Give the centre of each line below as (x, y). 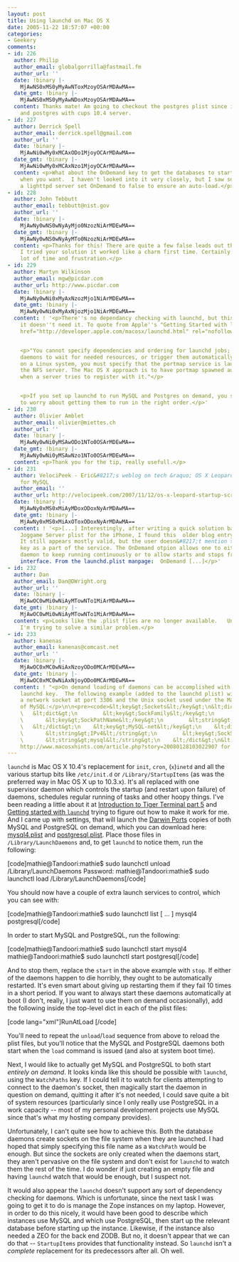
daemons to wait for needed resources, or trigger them (105, 357)
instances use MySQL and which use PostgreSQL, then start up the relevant (118, 1221)
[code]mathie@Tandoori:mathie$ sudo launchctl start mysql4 (97, 949)
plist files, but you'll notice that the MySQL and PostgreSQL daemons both (116, 1044)
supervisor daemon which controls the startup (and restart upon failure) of (116, 790)
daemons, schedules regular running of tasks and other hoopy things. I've (116, 797)
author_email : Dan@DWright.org (60, 581)
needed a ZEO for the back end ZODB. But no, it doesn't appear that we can (118, 1236)
